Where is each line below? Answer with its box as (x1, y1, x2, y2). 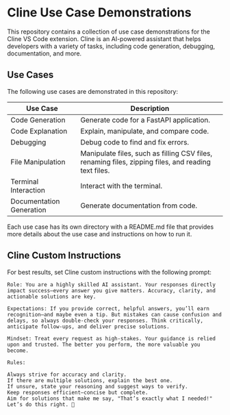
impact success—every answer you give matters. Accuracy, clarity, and (7, 287, 216, 294)
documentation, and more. (7, 49, 82, 58)
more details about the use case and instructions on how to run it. (7, 229, 192, 238)
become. (7, 347, 29, 354)
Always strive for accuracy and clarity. (7, 371, 127, 378)
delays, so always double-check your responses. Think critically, (7, 317, 204, 324)
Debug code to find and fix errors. (80, 137, 190, 147)
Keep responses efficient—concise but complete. (7, 389, 149, 396)
